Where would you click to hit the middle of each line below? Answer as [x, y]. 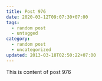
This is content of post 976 [39, 72]
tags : [13, 22]
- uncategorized [31, 50]
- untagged [25, 33]
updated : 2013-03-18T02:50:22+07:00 [51, 55]
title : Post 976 [26, 11]
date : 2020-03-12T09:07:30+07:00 [47, 17]
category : [18, 39]
